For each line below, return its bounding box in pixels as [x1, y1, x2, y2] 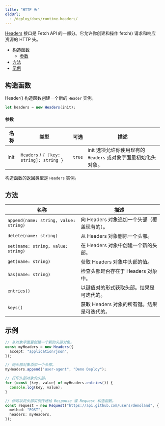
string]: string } [20, 158, 64, 163]
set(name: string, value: [7, 244, 68, 249]
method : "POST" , [9, 407, 43, 413]
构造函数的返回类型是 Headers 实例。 [5, 175, 79, 181]
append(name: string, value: [7, 218, 76, 224]
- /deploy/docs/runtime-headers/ [9, 16, 78, 21]
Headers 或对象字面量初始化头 [87, 154, 156, 161]
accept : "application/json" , [9, 349, 69, 354]
